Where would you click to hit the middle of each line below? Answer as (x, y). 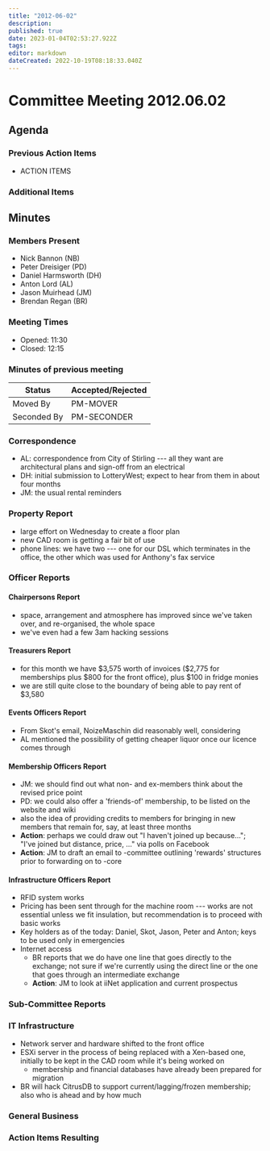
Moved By (31, 403)
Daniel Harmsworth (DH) (61, 276)
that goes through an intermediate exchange (106, 975)
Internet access (46, 949)
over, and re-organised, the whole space (87, 623)
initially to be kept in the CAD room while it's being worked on (122, 1061)
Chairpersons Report (44, 597)
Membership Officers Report (58, 766)
